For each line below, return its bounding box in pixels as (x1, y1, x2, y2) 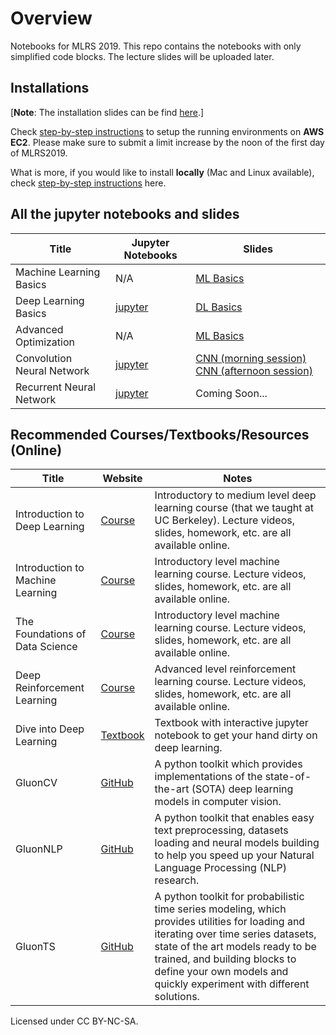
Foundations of (15, 627, 87, 641)
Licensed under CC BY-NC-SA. (10, 1015, 139, 1027)
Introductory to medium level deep (154, 488, 317, 502)
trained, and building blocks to (154, 952, 297, 966)
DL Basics (195, 300, 243, 314)
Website (102, 472, 143, 486)
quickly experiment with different (154, 977, 310, 991)
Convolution (15, 351, 73, 365)
